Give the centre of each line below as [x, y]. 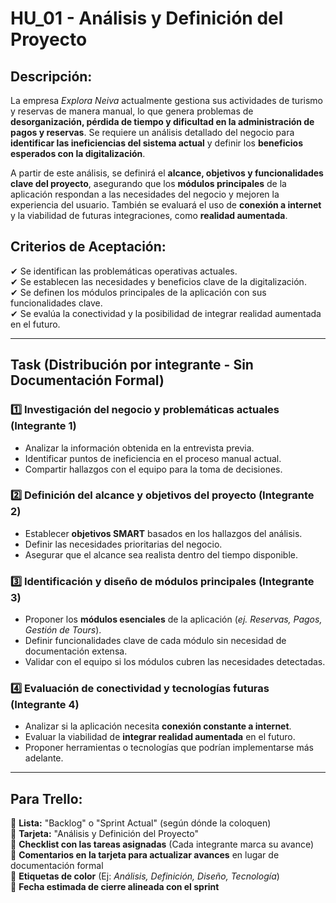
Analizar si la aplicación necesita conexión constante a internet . [158, 726]
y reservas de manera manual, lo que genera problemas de [132, 111]
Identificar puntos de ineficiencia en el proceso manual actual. [153, 458]
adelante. [44, 758]
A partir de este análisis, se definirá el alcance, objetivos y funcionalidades [167, 173]
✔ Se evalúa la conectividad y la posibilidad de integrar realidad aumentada [166, 313]
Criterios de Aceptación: [88, 247]
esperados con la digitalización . [78, 153]
